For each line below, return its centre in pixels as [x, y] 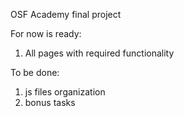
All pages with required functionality [99, 53]
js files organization [65, 92]
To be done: [35, 72]
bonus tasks [50, 102]
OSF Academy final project [66, 14]
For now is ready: [46, 33]
